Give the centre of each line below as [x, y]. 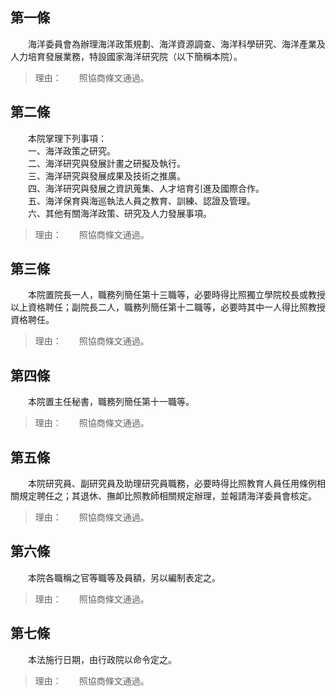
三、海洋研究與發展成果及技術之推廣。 [106, 175]
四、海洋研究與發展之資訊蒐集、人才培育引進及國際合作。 [146, 188]
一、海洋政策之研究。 [71, 150]
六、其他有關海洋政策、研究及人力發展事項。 [119, 213]
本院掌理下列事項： [67, 138]
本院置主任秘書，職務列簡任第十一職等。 [111, 402]
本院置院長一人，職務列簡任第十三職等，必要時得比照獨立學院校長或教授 [176, 295]
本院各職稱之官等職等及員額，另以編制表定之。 [124, 577]
